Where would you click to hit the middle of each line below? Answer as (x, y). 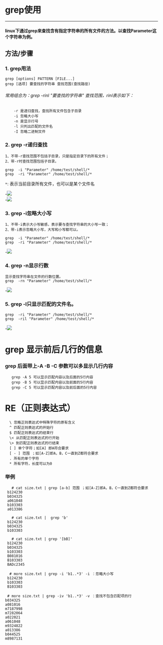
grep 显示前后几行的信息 (54, 349)
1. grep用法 (18, 68)
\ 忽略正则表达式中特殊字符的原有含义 (42, 423)
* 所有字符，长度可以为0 (31, 464)
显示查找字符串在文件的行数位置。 (34, 277)
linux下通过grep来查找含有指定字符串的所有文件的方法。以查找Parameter (79, 31)
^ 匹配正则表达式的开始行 (32, 428)
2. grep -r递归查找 (26, 145)
